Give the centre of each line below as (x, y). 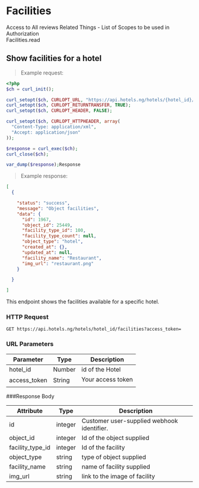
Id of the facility (104, 447)
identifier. (95, 428)
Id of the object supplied (116, 438)
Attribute (30, 411)
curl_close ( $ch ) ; (28, 154)
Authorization (23, 33)
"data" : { (29, 214)
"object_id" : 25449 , (47, 225)
